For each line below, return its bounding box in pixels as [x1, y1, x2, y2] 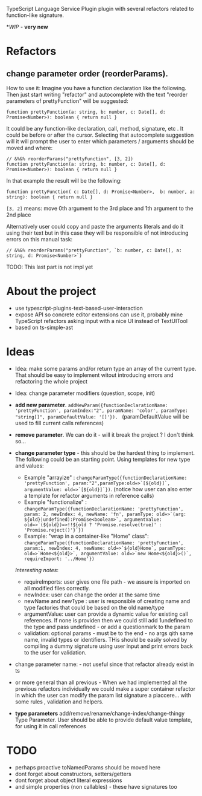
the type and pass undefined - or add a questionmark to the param [24, 623, 191, 630]
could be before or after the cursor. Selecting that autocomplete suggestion [6, 131, 194, 139]
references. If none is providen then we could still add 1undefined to [24, 616, 193, 624]
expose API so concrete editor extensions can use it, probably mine [14, 311, 183, 318]
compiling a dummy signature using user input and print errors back [24, 642, 193, 650]
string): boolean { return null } [6, 194, 93, 200]
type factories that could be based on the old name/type [24, 604, 165, 611]
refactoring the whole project [14, 377, 87, 385]
